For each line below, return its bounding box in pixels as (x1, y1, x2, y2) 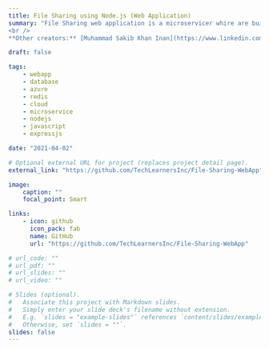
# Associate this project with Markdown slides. (8, 298, 181, 306)
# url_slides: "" (8, 269, 66, 277)
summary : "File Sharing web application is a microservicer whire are (8, 19, 249, 27)
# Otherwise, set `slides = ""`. (8, 321, 127, 329)
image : (8, 181, 30, 189)
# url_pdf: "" (8, 262, 56, 270)
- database (22, 78, 59, 86)
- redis (22, 93, 48, 101)
